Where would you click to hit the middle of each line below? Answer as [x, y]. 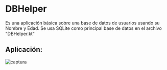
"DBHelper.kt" [20, 33]
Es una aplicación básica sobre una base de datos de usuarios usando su [82, 23]
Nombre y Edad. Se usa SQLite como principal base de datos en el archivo [83, 28]
